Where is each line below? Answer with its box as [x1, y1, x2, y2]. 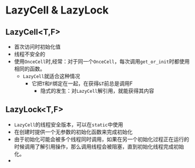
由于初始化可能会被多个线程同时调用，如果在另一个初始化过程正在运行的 [14, 136, 189, 143]
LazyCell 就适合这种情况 [22, 73, 80, 79]
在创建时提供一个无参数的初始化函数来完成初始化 [14, 128, 133, 135]
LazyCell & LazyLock [5, 4, 109, 17]
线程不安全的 [14, 51, 45, 58]
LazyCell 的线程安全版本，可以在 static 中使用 [14, 121, 124, 128]
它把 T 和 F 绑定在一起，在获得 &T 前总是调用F [31, 80, 133, 87]
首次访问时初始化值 [14, 43, 61, 50]
